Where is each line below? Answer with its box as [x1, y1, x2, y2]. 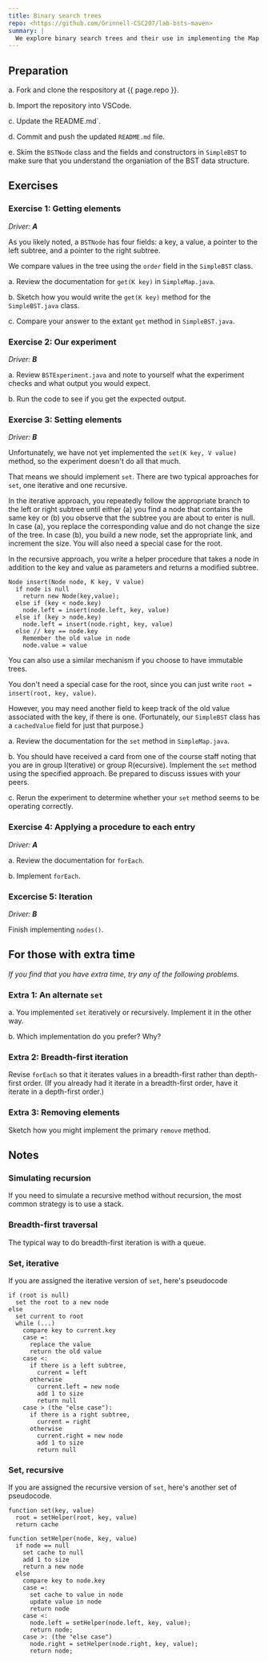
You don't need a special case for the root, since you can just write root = [8, 680, 252, 689]
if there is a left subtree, [29, 1361, 127, 1369]
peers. [8, 778, 30, 787]
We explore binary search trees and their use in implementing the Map [15, 34, 260, 43]
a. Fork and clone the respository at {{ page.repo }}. [8, 85, 179, 95]
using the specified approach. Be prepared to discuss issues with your [8, 769, 241, 778]
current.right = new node [37, 1432, 124, 1440]
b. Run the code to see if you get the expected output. [8, 394, 186, 404]
